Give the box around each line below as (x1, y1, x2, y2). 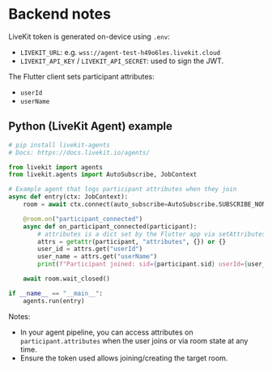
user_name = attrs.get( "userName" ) (37, 253, 158, 261)
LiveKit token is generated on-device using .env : (8, 32, 170, 41)
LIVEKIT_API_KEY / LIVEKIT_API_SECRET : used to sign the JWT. (19, 56, 224, 66)
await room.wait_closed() (23, 275, 111, 283)
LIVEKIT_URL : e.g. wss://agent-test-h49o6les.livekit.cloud (19, 47, 221, 57)
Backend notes (8, 5, 112, 23)
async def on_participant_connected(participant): (23, 222, 198, 231)
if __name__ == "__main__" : (8, 289, 104, 297)
